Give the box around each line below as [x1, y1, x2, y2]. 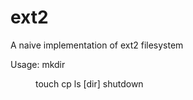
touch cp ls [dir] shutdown [35, 77, 144, 90]
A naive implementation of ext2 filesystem [10, 39, 184, 51]
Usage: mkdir [10, 58, 66, 70]
